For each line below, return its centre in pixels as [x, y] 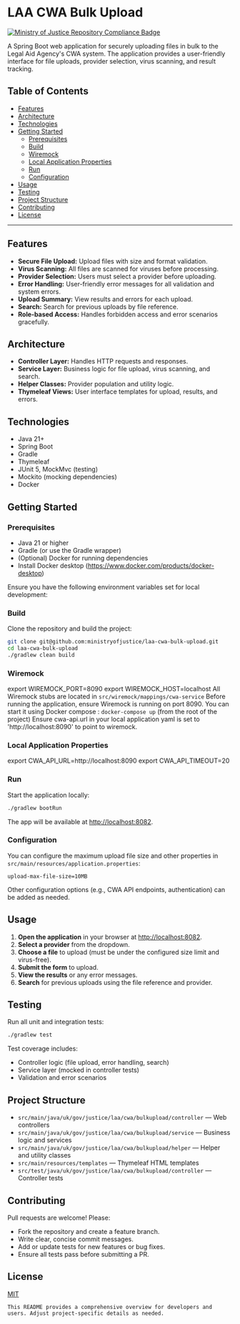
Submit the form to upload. [58, 967]
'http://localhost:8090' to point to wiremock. [72, 727]
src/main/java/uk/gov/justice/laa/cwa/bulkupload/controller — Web [122, 1118]
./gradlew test [30, 1035]
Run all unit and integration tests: [56, 1022]
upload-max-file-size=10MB [47, 876]
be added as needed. [39, 897]
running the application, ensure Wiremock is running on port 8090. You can [119, 704]
